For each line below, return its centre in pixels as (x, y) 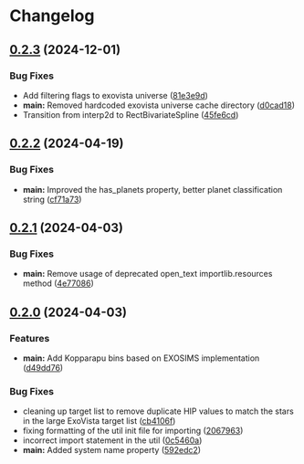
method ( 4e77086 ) (58, 283)
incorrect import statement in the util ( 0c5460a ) (112, 440)
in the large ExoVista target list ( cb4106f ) (99, 421)
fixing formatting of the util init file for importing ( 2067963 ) (133, 431)
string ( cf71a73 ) (52, 199)
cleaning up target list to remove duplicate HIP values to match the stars (158, 411)
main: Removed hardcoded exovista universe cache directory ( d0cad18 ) (158, 105)
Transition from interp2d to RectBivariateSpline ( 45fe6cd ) (131, 114)
